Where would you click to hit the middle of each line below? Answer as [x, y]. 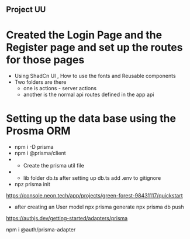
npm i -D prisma [34, 147]
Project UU [26, 10]
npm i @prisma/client [40, 153]
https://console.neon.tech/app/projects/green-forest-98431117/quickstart [94, 196]
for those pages [45, 59]
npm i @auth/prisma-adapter [41, 230]
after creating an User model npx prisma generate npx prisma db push [99, 207]
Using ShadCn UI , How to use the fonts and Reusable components [95, 76]
